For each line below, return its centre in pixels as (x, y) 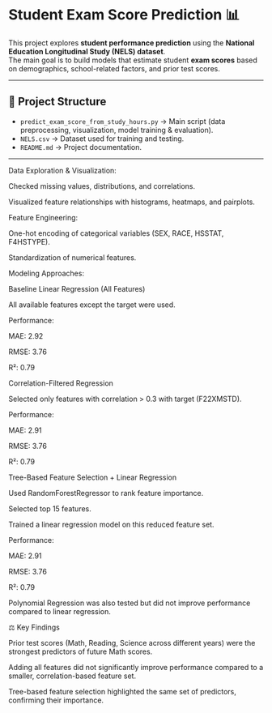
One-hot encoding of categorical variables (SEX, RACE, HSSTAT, (116, 233)
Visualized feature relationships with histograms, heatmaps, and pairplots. (132, 202)
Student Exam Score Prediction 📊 (124, 15)
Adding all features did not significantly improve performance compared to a (136, 667)
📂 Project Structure (57, 102)
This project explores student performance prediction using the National (132, 43)
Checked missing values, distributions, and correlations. (102, 186)
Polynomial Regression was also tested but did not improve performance (130, 603)
